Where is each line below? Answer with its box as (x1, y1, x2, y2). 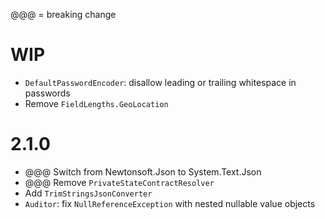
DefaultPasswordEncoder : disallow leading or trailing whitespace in (24, 76, 297, 88)
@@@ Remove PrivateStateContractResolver (24, 176, 215, 188)
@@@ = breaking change (10, 9, 117, 20)
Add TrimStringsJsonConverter (24, 187, 153, 199)
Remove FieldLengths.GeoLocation (24, 97, 169, 109)
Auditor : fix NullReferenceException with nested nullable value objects (24, 197, 316, 209)
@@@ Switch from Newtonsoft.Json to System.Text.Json (24, 165, 262, 178)
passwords (24, 87, 71, 99)
